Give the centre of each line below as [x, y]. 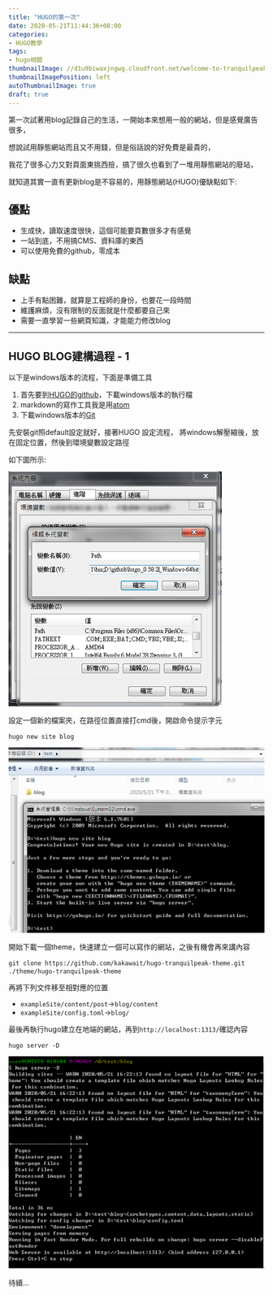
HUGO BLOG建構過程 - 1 [69, 356]
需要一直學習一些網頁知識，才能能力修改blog [95, 320]
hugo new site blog [41, 737]
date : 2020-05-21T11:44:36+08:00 [65, 26]
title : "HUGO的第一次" [44, 17]
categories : [28, 34]
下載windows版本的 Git [58, 415]
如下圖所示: [28, 459]
